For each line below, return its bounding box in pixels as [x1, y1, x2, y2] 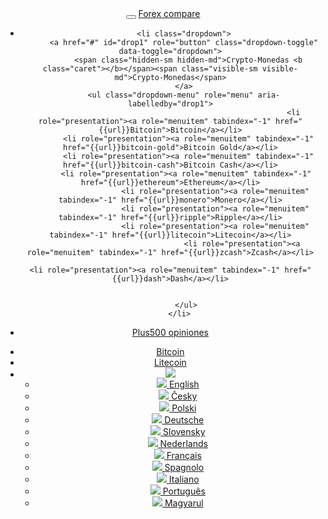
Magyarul [164, 497, 204, 509]
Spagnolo [164, 462, 205, 473]
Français [166, 450, 202, 461]
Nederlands [159, 438, 208, 449]
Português [162, 485, 206, 497]
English [168, 378, 200, 390]
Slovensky [163, 426, 206, 437]
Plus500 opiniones [131, 327, 209, 338]
